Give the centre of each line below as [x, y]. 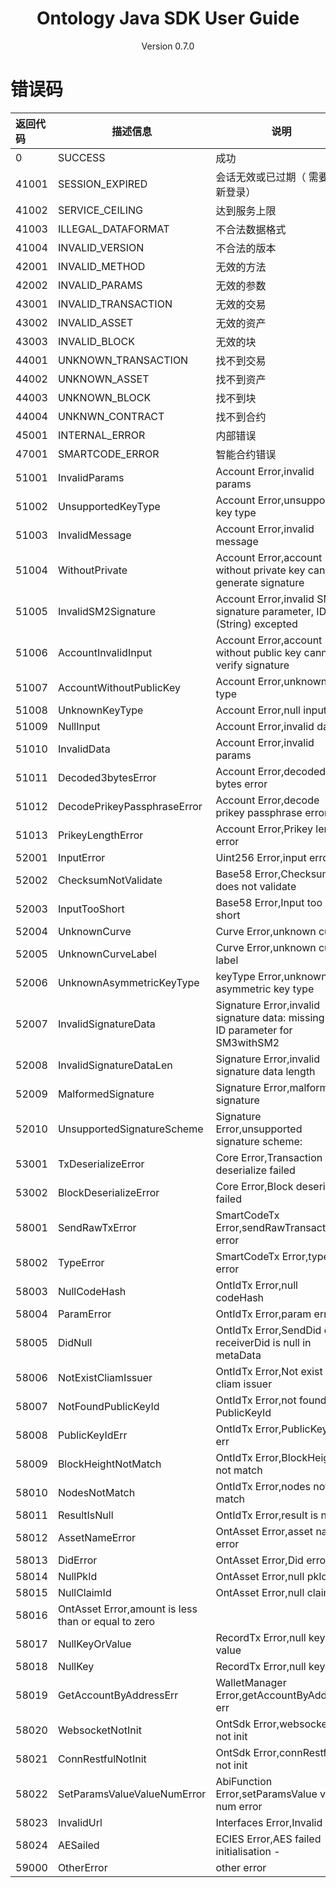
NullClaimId [84, 1592]
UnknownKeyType [100, 710]
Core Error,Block [254, 1186]
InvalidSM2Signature [107, 611]
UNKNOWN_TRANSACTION [123, 360]
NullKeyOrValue [94, 1644]
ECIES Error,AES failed [268, 1839]
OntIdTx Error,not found [271, 1400]
